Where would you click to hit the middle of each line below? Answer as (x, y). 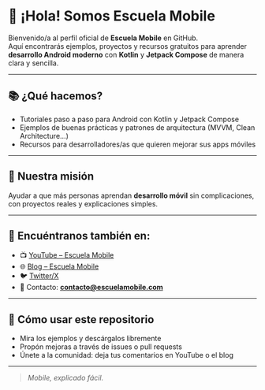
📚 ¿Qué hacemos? (56, 97)
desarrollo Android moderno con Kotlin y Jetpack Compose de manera (126, 54)
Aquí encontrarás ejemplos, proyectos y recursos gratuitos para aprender (127, 46)
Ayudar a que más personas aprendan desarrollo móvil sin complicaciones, (131, 195)
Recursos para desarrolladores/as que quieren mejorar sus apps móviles (138, 144)
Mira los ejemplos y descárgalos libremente (90, 339)
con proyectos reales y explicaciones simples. (83, 203)
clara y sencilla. (34, 63)
